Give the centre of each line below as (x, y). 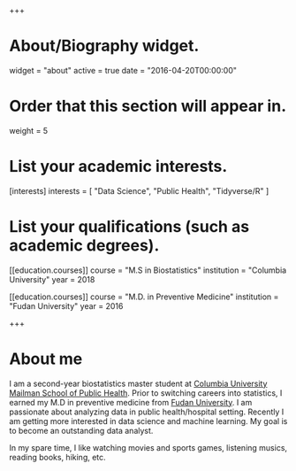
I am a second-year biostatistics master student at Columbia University (138, 383)
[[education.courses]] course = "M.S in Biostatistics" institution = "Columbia (148, 270)
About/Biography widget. (104, 46)
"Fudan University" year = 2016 (66, 305)
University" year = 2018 (52, 279)
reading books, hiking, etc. (57, 457)
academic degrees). (84, 245)
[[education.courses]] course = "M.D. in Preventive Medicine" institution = (144, 297)
